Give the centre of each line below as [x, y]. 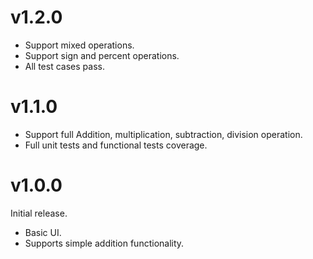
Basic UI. [43, 232]
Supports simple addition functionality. [104, 243]
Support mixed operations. [79, 45]
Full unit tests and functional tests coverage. [116, 145]
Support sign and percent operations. [102, 55]
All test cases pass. [64, 66]
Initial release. [39, 213]
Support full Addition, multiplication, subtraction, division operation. [163, 134]
